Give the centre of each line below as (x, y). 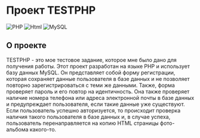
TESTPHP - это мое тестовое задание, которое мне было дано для (92, 59)
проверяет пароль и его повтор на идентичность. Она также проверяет (98, 91)
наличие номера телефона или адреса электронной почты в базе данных (100, 98)
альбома (17, 129)
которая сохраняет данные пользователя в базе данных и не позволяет (98, 79)
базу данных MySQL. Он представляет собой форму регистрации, (91, 73)
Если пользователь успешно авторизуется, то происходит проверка (93, 110)
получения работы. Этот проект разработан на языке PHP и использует (98, 66)
